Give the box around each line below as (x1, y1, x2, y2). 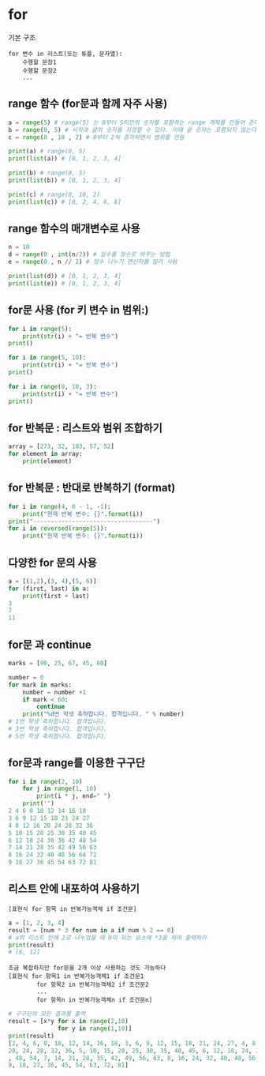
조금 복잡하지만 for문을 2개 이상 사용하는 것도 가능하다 (8, 964, 166, 973)
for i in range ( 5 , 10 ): (8, 354, 87, 362)
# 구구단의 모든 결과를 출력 (8, 1010, 86, 1018)
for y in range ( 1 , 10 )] (58, 1025, 132, 1033)
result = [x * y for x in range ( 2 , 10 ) (8, 1018, 129, 1025)
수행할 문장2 (22, 66, 57, 74)
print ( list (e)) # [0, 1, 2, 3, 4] (8, 279, 122, 288)
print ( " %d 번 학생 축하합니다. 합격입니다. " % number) (22, 710, 185, 718)
